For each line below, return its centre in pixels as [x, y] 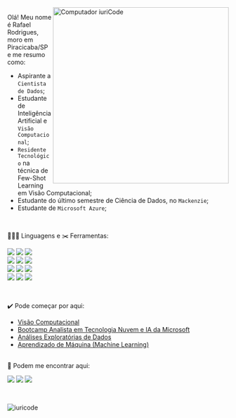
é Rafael [19, 25]
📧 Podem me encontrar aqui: [48, 365]
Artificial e [32, 121]
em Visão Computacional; [55, 193]
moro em [20, 39]
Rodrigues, [23, 32]
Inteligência [34, 113]
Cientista [32, 84]
